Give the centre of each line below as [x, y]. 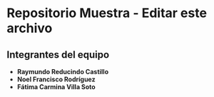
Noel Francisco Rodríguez [56, 79]
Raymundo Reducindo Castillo [62, 72]
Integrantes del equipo [58, 55]
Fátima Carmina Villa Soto [56, 87]
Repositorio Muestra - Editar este [107, 13]
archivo [30, 28]
